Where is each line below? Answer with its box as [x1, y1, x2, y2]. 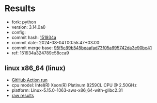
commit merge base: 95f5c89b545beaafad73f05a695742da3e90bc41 [11, 45, 152, 51]
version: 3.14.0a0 [11, 24, 46, 30]
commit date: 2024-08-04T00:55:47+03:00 [11, 39, 100, 45]
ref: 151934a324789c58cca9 [11, 50, 69, 56]
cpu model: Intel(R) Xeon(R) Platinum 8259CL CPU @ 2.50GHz [11, 82, 137, 88]
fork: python [11, 19, 37, 25]
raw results [11, 92, 34, 98]
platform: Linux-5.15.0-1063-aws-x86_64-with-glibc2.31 [11, 87, 123, 93]
